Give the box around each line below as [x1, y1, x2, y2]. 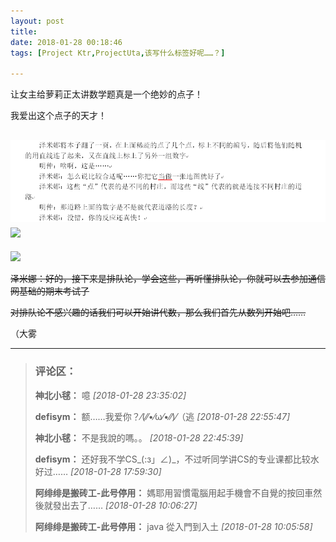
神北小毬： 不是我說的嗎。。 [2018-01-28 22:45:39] [34, 431, 244, 444]
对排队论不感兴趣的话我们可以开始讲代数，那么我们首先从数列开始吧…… [10, 306, 307, 319]
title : [10, 26, 38, 37]
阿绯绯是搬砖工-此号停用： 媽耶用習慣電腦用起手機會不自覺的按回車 [34, 486, 314, 499]
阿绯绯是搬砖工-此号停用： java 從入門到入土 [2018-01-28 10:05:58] [34, 520, 313, 532]
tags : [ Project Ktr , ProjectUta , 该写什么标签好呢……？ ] [10, 48, 226, 58]
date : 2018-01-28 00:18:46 [10, 37, 123, 47]
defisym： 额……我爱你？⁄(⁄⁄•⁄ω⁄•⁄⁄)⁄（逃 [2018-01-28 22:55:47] [34, 410, 291, 422]
